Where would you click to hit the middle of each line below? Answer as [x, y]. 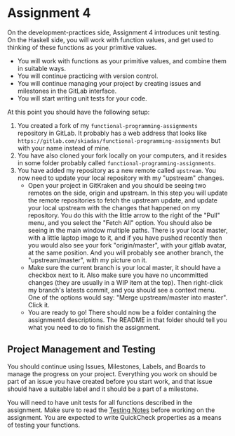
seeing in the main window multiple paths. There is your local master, [128, 230]
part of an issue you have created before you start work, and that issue [110, 381]
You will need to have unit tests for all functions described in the [100, 402]
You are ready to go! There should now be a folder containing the [122, 312]
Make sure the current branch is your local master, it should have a [124, 267]
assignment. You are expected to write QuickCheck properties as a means [115, 417]
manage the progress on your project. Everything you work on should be [112, 373]
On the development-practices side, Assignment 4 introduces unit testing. [114, 32]
